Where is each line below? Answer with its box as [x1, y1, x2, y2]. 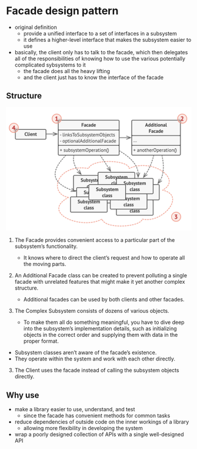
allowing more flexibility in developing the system [23, 425, 143, 432]
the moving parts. [23, 261, 66, 268]
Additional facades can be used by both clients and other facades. [23, 296, 185, 303]
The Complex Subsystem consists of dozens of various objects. [14, 307, 169, 314]
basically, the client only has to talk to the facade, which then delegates [14, 48, 188, 55]
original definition [14, 24, 58, 31]
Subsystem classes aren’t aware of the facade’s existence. [14, 349, 157, 356]
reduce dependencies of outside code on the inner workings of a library [14, 418, 189, 425]
